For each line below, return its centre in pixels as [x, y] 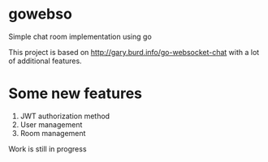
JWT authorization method [65, 116]
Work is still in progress [48, 149]
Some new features [76, 94]
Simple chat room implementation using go [80, 36]
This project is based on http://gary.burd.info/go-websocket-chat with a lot [134, 52]
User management [51, 124]
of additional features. [45, 61]
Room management [53, 133]
